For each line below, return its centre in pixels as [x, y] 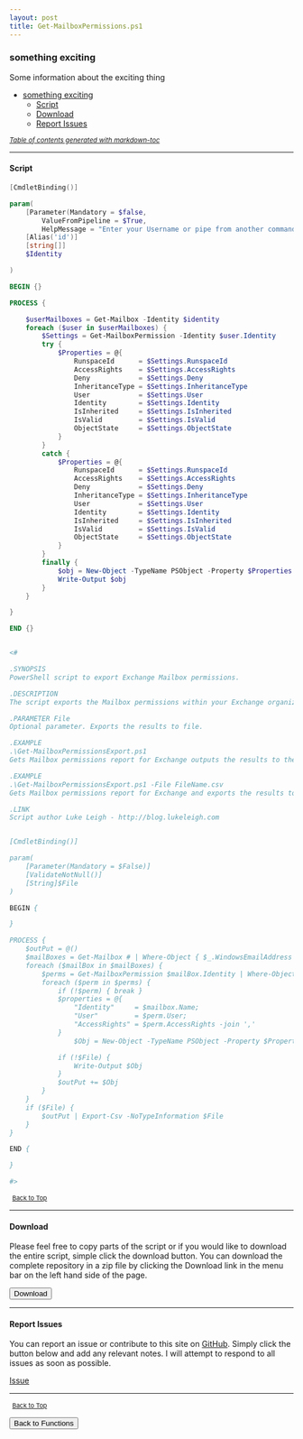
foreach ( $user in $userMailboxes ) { [96, 327]
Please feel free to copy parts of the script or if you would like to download [148, 1247]
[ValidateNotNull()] [64, 875]
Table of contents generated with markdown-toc [85, 140]
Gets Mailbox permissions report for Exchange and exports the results [147, 793]
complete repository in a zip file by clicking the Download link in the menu [147, 1266]
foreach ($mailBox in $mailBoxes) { [95, 965]
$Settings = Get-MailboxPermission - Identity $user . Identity [159, 336]
